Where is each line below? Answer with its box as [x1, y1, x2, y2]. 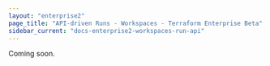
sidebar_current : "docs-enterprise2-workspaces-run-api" [8, 27, 205, 35]
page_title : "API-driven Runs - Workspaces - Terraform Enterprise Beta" [8, 19, 264, 27]
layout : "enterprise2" [8, 11, 85, 20]
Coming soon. [8, 49, 55, 59]
